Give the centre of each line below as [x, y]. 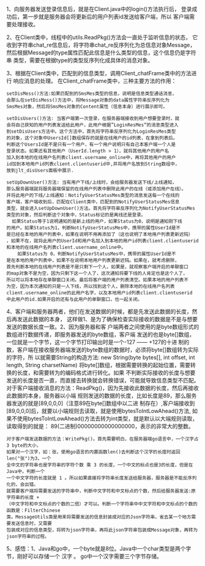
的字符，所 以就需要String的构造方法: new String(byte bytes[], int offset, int [101, 357]
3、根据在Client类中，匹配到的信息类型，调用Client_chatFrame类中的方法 [99, 73]
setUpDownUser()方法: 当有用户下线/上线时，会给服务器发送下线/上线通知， [92, 182]
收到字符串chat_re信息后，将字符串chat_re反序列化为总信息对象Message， [101, 45]
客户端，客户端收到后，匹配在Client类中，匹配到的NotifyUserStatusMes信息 [93, 202]
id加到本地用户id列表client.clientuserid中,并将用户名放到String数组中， [93, 164]
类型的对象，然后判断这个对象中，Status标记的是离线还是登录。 [76, 215]
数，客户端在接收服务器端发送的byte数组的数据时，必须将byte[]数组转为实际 [102, 350]
